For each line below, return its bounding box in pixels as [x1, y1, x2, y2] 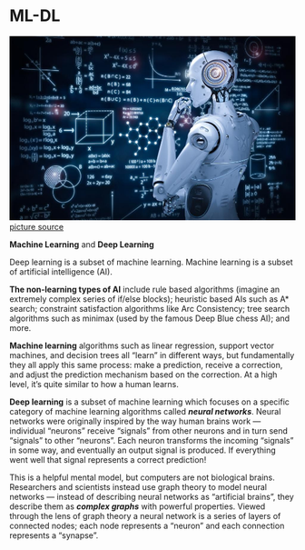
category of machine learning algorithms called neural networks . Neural [9, 406, 281, 417]
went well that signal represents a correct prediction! [9, 455, 207, 465]
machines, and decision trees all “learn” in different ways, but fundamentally [9, 350, 295, 361]
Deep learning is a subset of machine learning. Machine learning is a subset [9, 256, 293, 268]
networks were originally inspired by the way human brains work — [9, 415, 261, 427]
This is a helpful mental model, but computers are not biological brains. [9, 472, 275, 483]
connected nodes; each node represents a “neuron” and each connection [9, 520, 285, 532]
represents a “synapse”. [9, 530, 99, 541]
